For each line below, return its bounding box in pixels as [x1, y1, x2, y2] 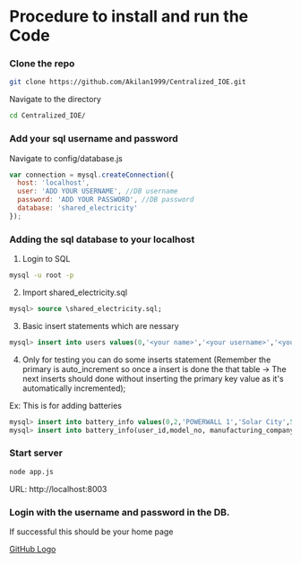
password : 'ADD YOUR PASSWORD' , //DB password [17, 195, 194, 204]
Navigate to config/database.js [9, 152, 123, 163]
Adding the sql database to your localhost [9, 233, 195, 246]
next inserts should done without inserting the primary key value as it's [21, 373, 284, 384]
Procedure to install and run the [9, 6, 249, 27]
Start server [9, 446, 63, 459]
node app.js [9, 467, 54, 476]
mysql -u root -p [9, 271, 74, 280]
